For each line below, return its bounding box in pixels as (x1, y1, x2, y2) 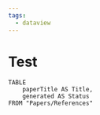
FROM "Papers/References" (8, 99, 93, 107)
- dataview (15, 19, 51, 27)
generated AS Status (22, 92, 90, 101)
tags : (8, 11, 26, 20)
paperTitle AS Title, (22, 86, 93, 94)
